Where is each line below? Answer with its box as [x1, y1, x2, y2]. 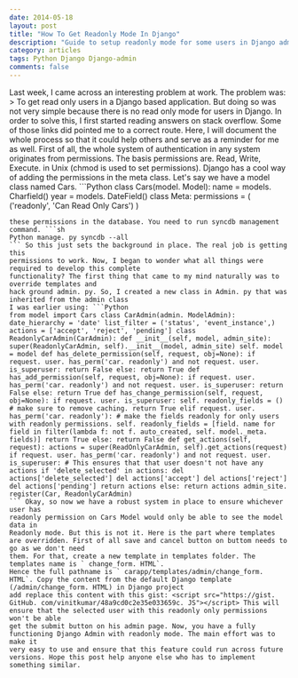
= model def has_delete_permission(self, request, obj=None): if [9, 349, 255, 358]
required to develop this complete [9, 264, 141, 273]
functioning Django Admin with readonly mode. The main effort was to [9, 629, 276, 638]
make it [9, 637, 38, 646]
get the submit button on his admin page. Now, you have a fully [9, 621, 255, 631]
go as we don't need [9, 544, 86, 553]
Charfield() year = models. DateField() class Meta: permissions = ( [9, 190, 251, 201]
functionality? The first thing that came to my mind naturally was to [9, 272, 279, 281]
